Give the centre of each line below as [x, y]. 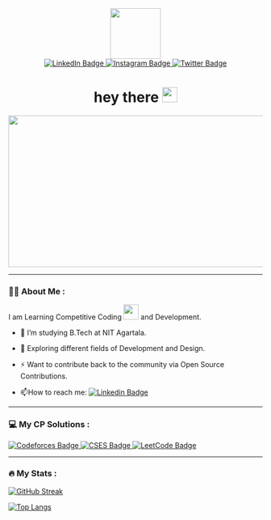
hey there [127, 97]
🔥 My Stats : [33, 474]
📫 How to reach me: [53, 392]
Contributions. [44, 376]
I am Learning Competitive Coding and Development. [105, 317]
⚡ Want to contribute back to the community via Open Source [122, 365]
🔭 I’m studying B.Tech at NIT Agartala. [83, 333]
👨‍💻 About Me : [37, 291]
